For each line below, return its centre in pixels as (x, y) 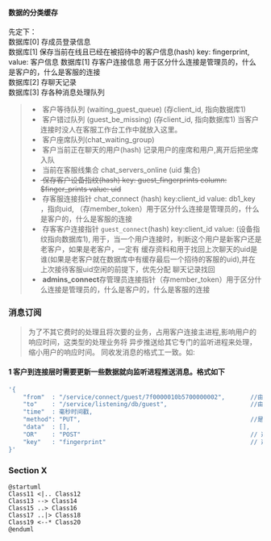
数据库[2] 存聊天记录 (42, 82)
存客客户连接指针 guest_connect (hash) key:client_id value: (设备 (148, 229)
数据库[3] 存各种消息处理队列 (56, 92)
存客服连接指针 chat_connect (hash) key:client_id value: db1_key (149, 199)
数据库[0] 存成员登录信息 (50, 42)
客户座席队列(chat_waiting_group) (98, 140)
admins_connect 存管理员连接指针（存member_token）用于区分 (148, 279)
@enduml (21, 529)
